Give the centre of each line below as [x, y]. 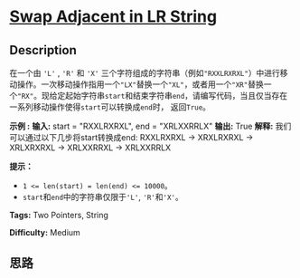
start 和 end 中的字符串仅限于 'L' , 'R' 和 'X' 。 [103, 197]
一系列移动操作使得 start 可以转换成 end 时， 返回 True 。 [110, 107]
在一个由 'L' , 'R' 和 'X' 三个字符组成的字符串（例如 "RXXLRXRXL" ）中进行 [145, 73]
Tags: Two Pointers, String [59, 215]
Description [43, 50]
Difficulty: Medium [45, 232]
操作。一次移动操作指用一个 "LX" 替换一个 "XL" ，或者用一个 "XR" [132, 84]
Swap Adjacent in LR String [113, 17]
